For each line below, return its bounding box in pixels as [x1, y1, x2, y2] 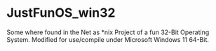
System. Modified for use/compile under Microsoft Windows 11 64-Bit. [6, 35, 210, 43]
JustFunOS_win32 [6, 5, 116, 21]
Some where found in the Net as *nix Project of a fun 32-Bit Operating [6, 28, 210, 36]
